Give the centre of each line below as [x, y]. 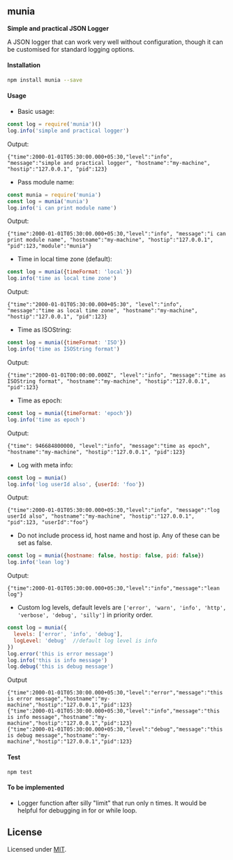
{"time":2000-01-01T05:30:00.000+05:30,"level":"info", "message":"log [113, 510]
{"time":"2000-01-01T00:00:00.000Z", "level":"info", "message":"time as [117, 375]
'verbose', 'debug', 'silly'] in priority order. [85, 615]
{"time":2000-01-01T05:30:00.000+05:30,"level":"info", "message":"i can [117, 234]
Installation [24, 65]
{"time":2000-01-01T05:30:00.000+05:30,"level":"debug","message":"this [115, 729]
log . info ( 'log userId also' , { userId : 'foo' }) [76, 484]
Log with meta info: [45, 465]
